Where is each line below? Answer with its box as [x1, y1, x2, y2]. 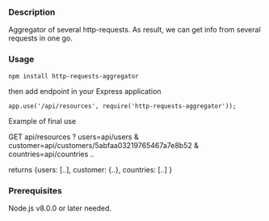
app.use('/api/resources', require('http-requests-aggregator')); [8, 102, 237, 110]
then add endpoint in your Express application [8, 86, 162, 96]
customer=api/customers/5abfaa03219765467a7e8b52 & [8, 140, 200, 150]
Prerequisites [8, 185, 62, 196]
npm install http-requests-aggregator [8, 72, 139, 80]
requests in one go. [8, 33, 73, 43]
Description [8, 6, 56, 18]
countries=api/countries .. [8, 149, 95, 159]
